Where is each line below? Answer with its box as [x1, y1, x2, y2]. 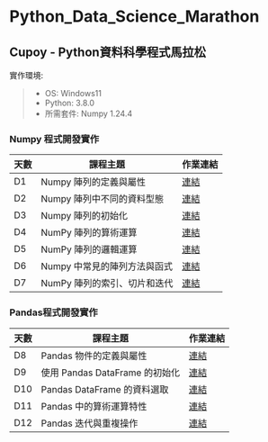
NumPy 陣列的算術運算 [40, 227, 138, 239]
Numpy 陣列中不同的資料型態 [40, 193, 165, 205]
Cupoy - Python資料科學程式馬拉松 [9, 44, 207, 59]
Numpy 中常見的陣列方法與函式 [40, 260, 174, 273]
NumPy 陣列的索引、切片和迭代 [40, 277, 174, 290]
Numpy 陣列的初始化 [40, 210, 129, 222]
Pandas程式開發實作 [9, 306, 99, 319]
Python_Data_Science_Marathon [9, 6, 260, 27]
